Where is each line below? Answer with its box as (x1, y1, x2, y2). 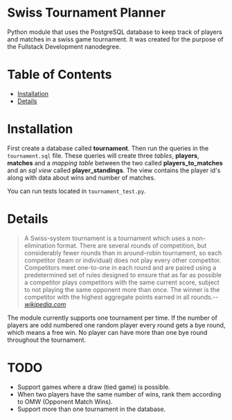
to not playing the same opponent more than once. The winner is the (24, 285, 220, 293)
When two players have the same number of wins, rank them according (17, 390, 222, 399)
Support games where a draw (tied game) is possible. (17, 383, 171, 391)
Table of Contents (7, 67, 112, 82)
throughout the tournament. (7, 336, 87, 344)
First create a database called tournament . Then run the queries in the (7, 144, 209, 152)
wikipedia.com (24, 300, 66, 309)
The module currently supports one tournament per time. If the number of (7, 313, 218, 322)
